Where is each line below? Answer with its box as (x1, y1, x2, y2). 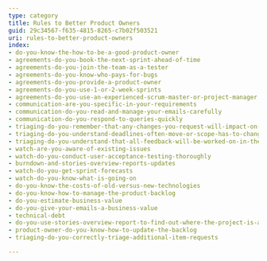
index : (8, 41, 30, 49)
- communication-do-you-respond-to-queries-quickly (8, 115, 183, 123)
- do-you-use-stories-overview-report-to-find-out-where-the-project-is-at (8, 219, 265, 227)
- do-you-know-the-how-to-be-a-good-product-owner (8, 49, 180, 56)
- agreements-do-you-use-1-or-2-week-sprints (8, 85, 161, 94)
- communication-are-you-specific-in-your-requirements (8, 100, 197, 108)
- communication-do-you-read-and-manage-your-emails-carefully (8, 108, 222, 116)
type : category (8, 11, 59, 20)
